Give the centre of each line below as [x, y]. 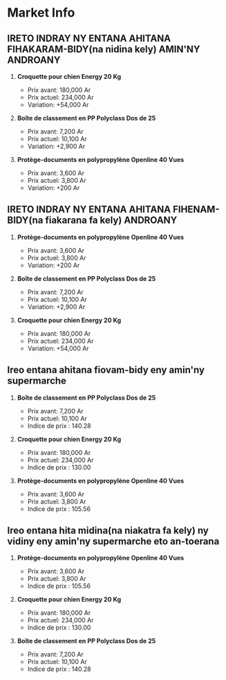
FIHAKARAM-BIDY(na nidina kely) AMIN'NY [104, 49]
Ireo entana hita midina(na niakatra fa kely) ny [108, 531]
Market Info [41, 13]
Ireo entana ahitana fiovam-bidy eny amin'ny [106, 370]
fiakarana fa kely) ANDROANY [111, 221]
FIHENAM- [196, 209]
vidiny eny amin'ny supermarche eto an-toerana [113, 542]
